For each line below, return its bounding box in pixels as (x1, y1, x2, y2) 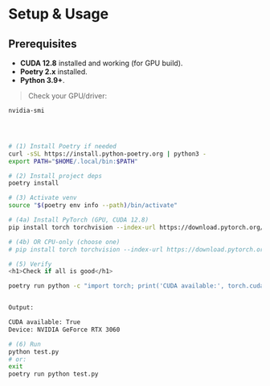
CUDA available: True (8, 318, 81, 326)
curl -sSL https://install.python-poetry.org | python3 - (8, 150, 207, 158)
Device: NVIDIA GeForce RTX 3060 (8, 326, 121, 334)
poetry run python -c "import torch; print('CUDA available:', (8, 282, 225, 290)
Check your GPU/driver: (27, 91, 108, 101)
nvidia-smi (8, 106, 45, 114)
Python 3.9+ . (19, 76, 65, 85)
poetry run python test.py (8, 370, 99, 379)
